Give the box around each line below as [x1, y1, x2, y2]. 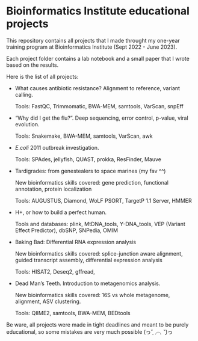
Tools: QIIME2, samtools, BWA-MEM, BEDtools [14, 309, 131, 316]
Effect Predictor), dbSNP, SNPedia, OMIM [14, 227, 119, 234]
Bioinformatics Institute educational [6, 4, 190, 18]
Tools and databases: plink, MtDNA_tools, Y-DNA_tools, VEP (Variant [14, 220, 185, 227]
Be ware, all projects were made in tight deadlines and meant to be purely [6, 321, 189, 328]
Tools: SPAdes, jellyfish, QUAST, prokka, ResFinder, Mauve [14, 155, 161, 163]
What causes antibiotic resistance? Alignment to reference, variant [14, 84, 181, 91]
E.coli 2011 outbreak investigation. [14, 144, 99, 151]
